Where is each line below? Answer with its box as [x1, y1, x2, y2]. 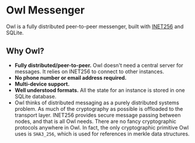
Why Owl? [6, 46, 45, 56]
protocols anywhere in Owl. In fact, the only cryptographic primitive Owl [14, 124, 189, 131]
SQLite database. [14, 93, 57, 100]
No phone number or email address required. [14, 74, 127, 81]
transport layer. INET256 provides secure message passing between [14, 111, 181, 118]
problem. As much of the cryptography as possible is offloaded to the [14, 105, 183, 112]
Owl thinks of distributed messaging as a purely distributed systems [14, 99, 179, 106]
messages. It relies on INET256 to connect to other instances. [14, 68, 164, 75]
